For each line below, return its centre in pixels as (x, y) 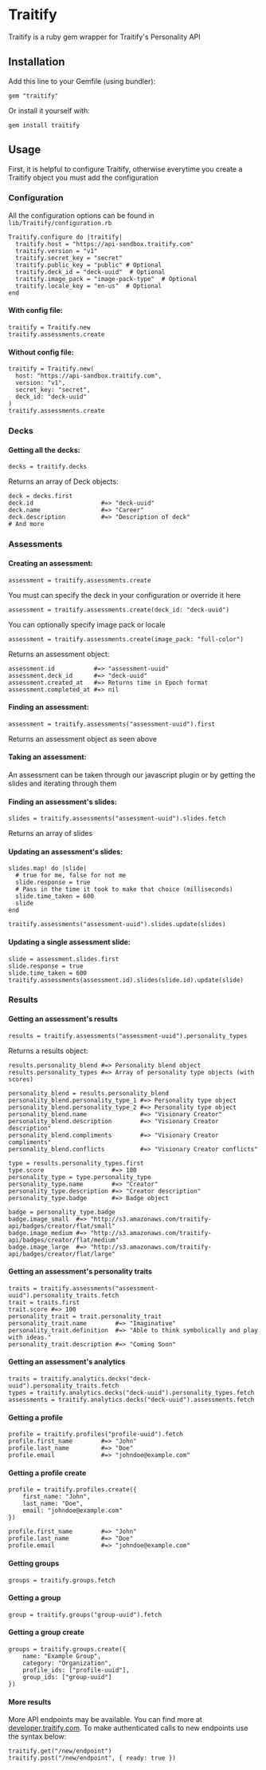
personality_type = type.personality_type (80, 1177)
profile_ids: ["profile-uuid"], (76, 1670)
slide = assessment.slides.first (64, 959)
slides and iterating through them (63, 783)
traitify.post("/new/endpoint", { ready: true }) (92, 1758)
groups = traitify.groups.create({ (67, 1649)
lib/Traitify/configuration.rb (60, 223)
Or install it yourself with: (49, 110)
